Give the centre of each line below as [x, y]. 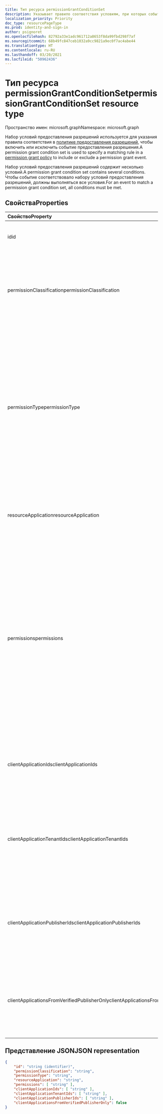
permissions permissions [35, 638]
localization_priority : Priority [39, 18]
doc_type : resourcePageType [33, 23]
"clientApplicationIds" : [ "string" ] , [54, 1089]
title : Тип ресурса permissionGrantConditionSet [55, 9]
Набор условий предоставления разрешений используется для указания [81, 137]
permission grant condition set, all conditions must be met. [64, 188]
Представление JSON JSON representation [72, 1051]
